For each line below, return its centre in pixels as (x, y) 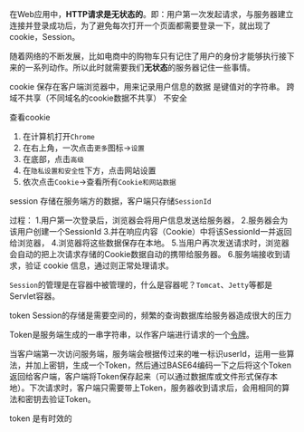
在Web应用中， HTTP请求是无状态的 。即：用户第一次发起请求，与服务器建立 (152, 14)
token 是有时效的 (41, 418)
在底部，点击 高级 (53, 159)
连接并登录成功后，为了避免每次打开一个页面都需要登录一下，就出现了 (140, 25)
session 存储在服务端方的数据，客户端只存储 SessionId (110, 201)
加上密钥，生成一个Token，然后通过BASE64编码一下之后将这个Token (162, 365)
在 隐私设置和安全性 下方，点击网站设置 (89, 170)
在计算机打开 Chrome (58, 136)
